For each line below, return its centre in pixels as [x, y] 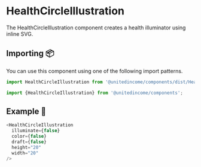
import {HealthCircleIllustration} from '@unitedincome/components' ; [95, 93]
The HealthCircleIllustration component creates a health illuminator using [96, 28]
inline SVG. [20, 34]
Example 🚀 [26, 111]
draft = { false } [29, 142]
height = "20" [27, 147]
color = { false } [29, 136]
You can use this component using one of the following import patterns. [95, 71]
